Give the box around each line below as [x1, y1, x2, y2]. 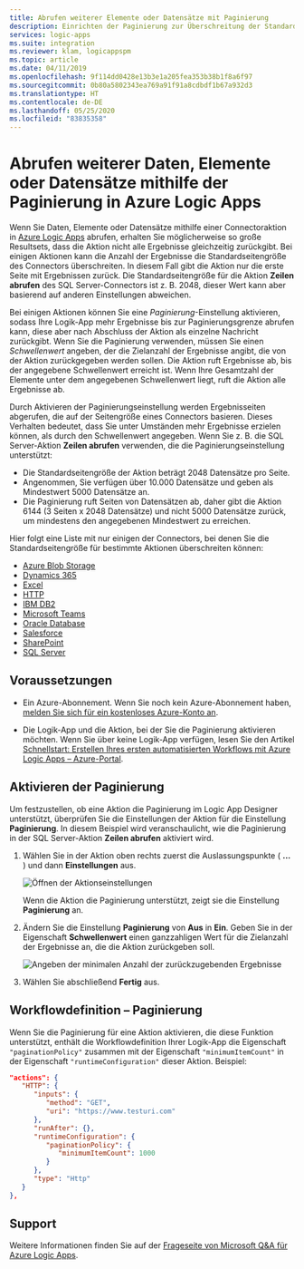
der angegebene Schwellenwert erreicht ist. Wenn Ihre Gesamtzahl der [9, 364, 274, 376]
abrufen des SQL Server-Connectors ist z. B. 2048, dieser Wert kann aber [9, 280, 287, 291]
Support [9, 1216, 57, 1232]
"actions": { [9, 1073, 59, 1082]
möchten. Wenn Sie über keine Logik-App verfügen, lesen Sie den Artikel [22, 733, 295, 744]
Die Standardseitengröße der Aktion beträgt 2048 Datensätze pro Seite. [22, 468, 290, 479]
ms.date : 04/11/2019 [9, 64, 88, 73]
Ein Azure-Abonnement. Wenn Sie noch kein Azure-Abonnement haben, [22, 697, 291, 708]
